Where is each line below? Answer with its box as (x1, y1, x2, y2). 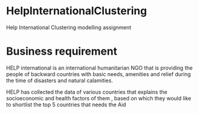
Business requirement (6, 45, 118, 58)
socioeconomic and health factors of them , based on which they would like (6, 94, 192, 102)
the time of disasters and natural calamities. (6, 77, 113, 84)
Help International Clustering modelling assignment (6, 24, 132, 31)
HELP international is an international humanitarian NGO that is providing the (6, 64, 193, 71)
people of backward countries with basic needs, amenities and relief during (6, 70, 191, 78)
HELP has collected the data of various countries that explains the (6, 88, 168, 96)
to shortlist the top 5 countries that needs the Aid (6, 101, 127, 108)
